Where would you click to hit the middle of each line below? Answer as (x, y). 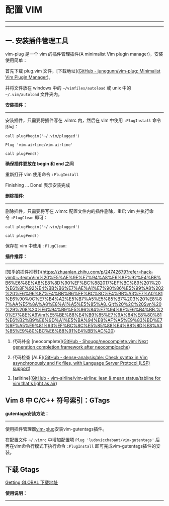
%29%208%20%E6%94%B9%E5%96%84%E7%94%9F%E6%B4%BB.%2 (84, 309)
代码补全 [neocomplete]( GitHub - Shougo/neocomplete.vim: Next (80, 341)
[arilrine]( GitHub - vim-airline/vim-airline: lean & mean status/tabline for (87, 378)
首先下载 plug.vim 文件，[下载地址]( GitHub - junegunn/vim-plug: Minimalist (83, 71)
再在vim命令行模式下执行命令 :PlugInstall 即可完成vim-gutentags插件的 (81, 446)
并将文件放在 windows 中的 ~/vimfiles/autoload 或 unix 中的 (68, 88)
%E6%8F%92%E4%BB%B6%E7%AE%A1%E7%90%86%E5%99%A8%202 (84, 288)
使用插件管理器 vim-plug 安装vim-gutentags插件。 (56, 429)
